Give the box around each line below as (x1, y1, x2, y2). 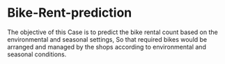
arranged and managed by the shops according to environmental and (7, 42, 207, 51)
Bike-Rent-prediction (7, 5, 132, 21)
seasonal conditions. (7, 50, 67, 58)
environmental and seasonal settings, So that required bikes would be (7, 35, 208, 43)
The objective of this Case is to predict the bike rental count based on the (7, 28, 218, 36)
